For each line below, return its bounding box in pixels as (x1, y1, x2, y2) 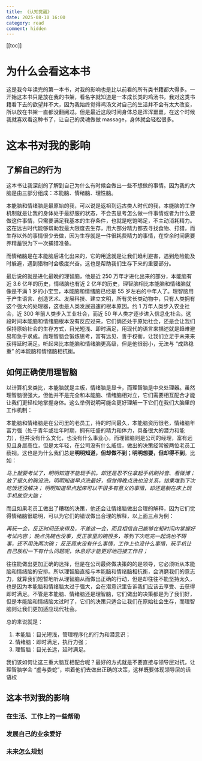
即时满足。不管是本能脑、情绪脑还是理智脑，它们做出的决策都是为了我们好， (6, 591, 195, 597)
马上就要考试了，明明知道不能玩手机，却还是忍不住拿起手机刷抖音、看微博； (6, 469, 195, 477)
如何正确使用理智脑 (6, 367, 77, 377)
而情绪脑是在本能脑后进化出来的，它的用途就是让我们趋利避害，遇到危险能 (6, 253, 190, 260)
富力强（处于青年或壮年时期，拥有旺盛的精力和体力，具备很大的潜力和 (6, 427, 180, 434)
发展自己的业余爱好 (6, 730, 62, 738)
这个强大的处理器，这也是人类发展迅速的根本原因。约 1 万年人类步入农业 (6, 302, 185, 310)
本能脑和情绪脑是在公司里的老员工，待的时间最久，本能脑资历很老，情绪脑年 (6, 420, 195, 426)
